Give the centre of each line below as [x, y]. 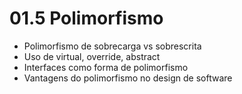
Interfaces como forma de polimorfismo [106, 67]
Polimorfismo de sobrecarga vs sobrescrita [112, 46]
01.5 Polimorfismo [86, 18]
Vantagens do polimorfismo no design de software [128, 78]
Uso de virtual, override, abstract [92, 56]
